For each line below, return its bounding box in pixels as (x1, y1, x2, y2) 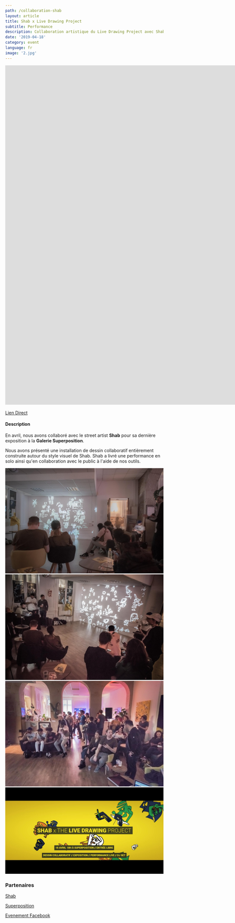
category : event (5, 40, 39, 45)
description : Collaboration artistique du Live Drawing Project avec (5, 29, 154, 35)
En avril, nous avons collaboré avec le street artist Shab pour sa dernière (5, 432, 156, 438)
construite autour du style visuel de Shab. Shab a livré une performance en (5, 452, 161, 458)
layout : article (5, 13, 39, 19)
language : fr (5, 45, 33, 50)
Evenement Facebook (5, 912, 50, 918)
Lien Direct (5, 410, 28, 416)
